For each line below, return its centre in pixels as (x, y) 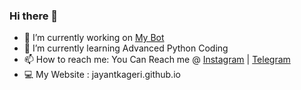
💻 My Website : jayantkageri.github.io (102, 75)
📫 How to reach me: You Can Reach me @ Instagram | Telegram (157, 60)
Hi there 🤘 (34, 16)
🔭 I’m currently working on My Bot (94, 38)
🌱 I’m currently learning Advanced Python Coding (126, 48)
